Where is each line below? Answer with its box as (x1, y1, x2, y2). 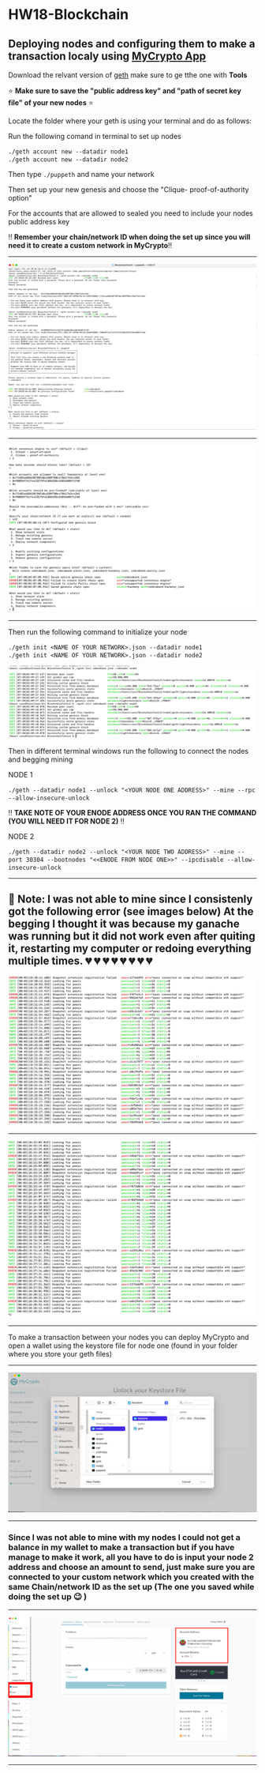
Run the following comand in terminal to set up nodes (8, 132, 181, 141)
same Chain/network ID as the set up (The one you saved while (8, 1581, 255, 1592)
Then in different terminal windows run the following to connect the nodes (8, 746, 249, 755)
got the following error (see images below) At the (8, 905, 254, 918)
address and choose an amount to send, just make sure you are (8, 1561, 256, 1572)
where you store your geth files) (8, 1350, 113, 1359)
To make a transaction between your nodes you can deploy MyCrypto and (8, 1333, 250, 1342)
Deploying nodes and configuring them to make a (8, 37, 256, 51)
